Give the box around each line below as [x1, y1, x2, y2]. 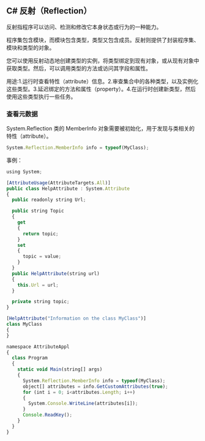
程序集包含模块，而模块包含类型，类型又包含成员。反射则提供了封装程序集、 [6, 36, 199, 43]
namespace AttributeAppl [6, 344, 70, 350]
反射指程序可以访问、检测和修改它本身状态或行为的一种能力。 [6, 23, 162, 31]
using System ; [6, 168, 43, 175]
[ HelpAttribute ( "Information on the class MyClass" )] [6, 315, 147, 322]
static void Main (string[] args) [17, 366, 103, 372]
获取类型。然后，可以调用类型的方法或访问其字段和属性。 [6, 64, 151, 72]
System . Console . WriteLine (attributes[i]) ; [28, 401, 138, 407]
